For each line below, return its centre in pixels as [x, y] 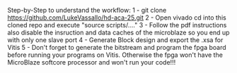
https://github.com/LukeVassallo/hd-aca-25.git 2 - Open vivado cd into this [117, 18]
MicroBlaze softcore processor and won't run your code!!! [92, 62]
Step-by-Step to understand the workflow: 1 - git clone [87, 10]
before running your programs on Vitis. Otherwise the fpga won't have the [115, 55]
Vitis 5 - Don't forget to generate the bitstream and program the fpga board [117, 47]
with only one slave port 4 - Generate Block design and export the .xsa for [115, 40]
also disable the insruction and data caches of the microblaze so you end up [118, 32]
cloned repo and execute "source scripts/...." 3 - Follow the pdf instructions [117, 25]
